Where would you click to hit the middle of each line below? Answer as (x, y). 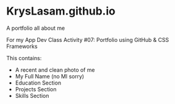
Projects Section (36, 89)
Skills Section (32, 95)
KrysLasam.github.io (61, 11)
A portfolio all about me (36, 28)
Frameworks (22, 46)
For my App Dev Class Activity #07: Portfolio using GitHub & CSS (88, 40)
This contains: (24, 58)
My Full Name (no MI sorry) (49, 76)
